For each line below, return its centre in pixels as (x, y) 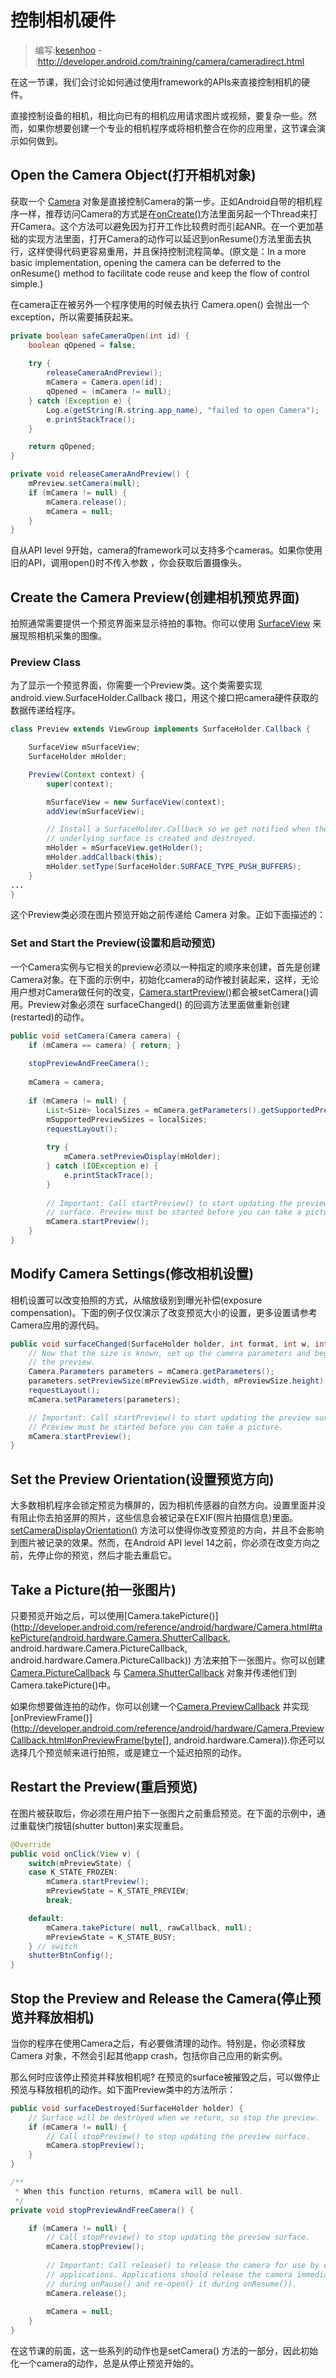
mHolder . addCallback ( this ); (104, 857)
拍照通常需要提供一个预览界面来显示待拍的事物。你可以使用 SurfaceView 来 (166, 623)
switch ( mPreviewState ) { (80, 1863)
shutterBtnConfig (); (71, 1956)
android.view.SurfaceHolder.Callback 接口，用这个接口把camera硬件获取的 (164, 698)
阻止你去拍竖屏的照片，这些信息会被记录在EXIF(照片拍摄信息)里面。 (158, 1518)
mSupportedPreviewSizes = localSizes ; (127, 1119)
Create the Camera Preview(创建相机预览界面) (155, 597)
